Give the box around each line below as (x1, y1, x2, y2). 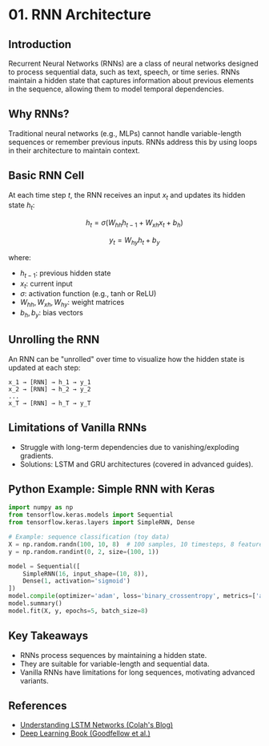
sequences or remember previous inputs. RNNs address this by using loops (8, 137, 258, 146)
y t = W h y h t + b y (109, 235, 160, 247)
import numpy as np (8, 503, 74, 511)
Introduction (8, 38, 72, 51)
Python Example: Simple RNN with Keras (8, 483, 215, 496)
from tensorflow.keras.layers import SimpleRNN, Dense (8, 519, 195, 527)
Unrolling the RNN (8, 333, 100, 347)
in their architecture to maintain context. (8, 146, 140, 155)
